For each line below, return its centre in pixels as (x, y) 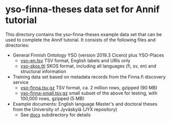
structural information (43, 71)
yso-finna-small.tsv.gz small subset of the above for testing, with (89, 93)
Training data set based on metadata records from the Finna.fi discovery (89, 77)
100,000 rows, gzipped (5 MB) (52, 99)
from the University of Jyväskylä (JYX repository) (65, 109)
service (21, 82)
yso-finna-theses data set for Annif (82, 9)
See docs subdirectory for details (56, 115)
